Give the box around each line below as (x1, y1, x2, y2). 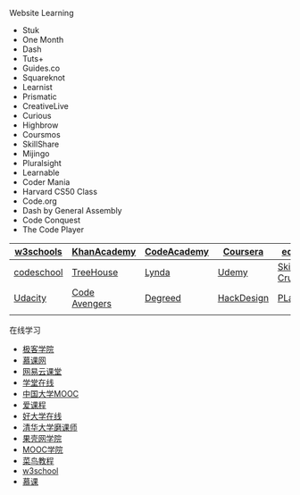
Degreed (144, 292, 181, 304)
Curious (21, 111, 52, 121)
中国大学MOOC (21, 389, 79, 399)
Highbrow (21, 120, 59, 130)
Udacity (13, 292, 47, 304)
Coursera (222, 246, 264, 257)
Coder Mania (21, 177, 71, 187)
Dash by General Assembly (21, 206, 122, 215)
